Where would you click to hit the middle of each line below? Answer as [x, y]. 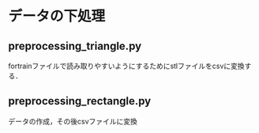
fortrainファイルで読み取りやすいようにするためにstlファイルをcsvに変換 [126, 66]
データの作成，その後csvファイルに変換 [73, 121]
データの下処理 [57, 16]
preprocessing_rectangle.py [80, 101]
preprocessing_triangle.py [75, 46]
